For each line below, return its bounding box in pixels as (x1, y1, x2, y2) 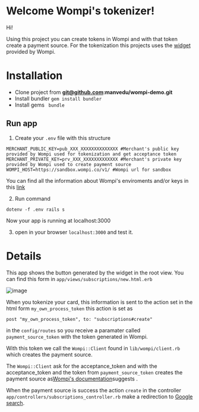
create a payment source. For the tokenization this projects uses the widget (6, 42, 191, 49)
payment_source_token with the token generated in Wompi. (6, 333, 149, 340)
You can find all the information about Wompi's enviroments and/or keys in (6, 177, 189, 184)
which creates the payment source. (6, 351, 93, 358)
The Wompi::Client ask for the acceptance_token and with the (6, 362, 157, 370)
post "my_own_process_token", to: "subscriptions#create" (6, 316, 153, 322)
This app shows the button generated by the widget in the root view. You (6, 269, 184, 276)
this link (6, 183, 26, 191)
